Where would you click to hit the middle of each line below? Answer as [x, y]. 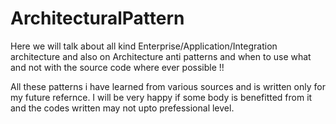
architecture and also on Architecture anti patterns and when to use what [161, 56]
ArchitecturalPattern [97, 18]
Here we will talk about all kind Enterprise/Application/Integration [144, 46]
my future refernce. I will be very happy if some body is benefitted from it [161, 97]
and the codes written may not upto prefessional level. [122, 108]
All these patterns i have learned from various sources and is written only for [168, 86]
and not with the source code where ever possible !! [117, 67]
